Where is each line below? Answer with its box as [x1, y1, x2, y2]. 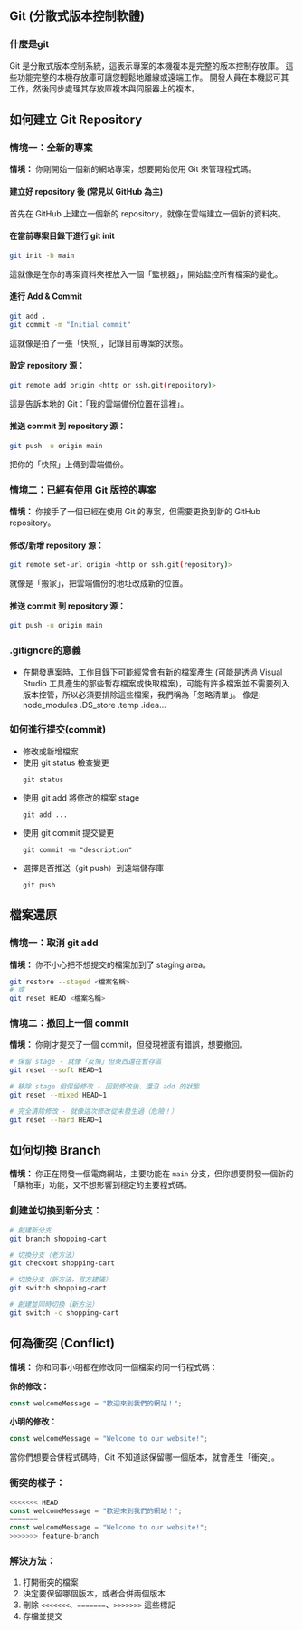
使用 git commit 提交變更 [22, 827, 115, 838]
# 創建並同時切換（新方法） [9, 1300, 99, 1309]
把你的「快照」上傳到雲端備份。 [9, 458, 128, 469]
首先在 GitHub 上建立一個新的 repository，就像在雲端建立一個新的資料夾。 [9, 207, 287, 219]
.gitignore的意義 [9, 644, 81, 657]
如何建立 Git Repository [9, 112, 143, 128]
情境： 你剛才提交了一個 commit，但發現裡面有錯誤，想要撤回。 [9, 1040, 248, 1050]
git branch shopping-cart [9, 1234, 107, 1243]
